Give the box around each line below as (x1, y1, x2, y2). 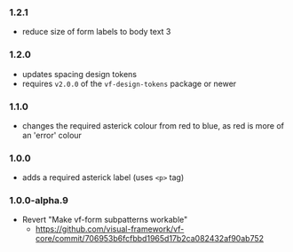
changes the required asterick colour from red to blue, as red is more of (21, 120, 284, 130)
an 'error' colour (21, 130, 83, 140)
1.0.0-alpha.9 (9, 194, 69, 207)
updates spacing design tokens (21, 68, 138, 79)
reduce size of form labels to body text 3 (21, 27, 171, 37)
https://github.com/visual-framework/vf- (35, 224, 185, 234)
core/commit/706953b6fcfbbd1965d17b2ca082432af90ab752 (35, 233, 265, 244)
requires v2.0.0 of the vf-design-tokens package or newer (21, 78, 237, 89)
